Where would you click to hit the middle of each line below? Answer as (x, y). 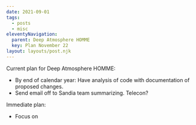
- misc (20, 29)
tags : (13, 18)
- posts (21, 23)
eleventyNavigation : (32, 34)
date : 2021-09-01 (28, 12)
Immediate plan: (26, 104)
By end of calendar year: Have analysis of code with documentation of (102, 80)
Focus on (26, 116)
